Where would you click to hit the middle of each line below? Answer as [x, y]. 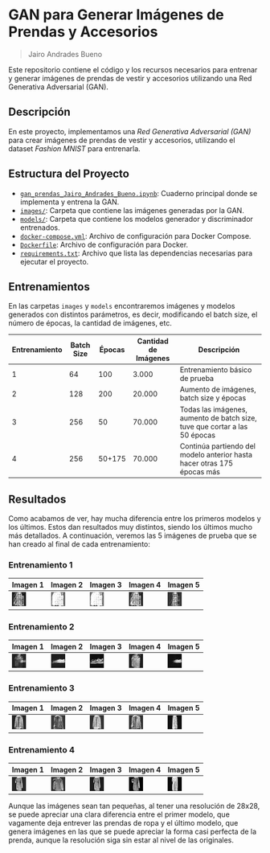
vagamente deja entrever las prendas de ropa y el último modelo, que [123, 823]
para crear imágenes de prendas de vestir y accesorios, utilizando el [122, 140]
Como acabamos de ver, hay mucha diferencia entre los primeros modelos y [135, 519]
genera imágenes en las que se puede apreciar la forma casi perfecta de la [133, 832]
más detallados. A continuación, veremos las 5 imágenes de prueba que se [133, 535]
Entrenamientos [49, 287]
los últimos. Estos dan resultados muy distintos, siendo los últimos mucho [131, 527]
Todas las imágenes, [213, 409]
